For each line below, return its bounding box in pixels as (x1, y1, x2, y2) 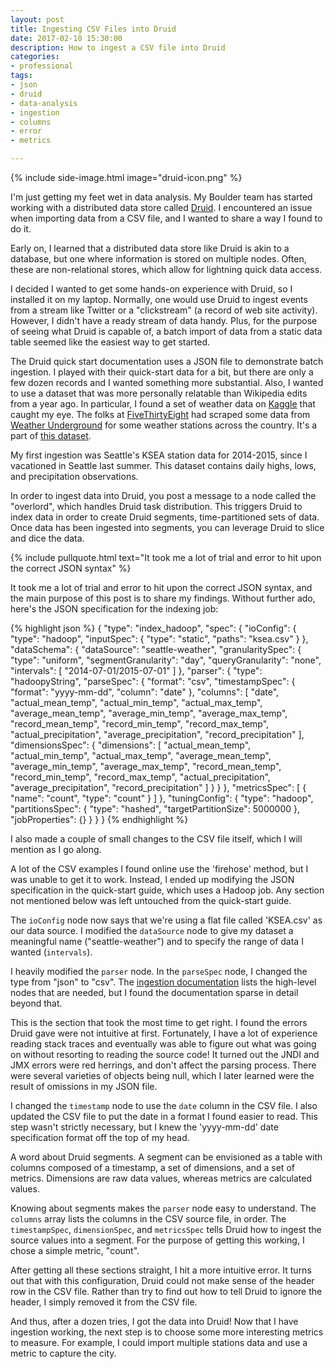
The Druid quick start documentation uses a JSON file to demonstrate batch (10, 356, 324, 367)
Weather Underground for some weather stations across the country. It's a (10, 419, 318, 431)
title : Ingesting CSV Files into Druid (10, 24, 177, 34)
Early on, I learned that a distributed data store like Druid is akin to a (10, 242, 290, 254)
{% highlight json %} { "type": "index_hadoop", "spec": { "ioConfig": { (10, 622, 297, 634)
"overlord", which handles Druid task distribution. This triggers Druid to (10, 501, 303, 512)
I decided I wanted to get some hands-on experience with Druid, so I (10, 283, 293, 295)
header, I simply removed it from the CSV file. (10, 1296, 198, 1308)
